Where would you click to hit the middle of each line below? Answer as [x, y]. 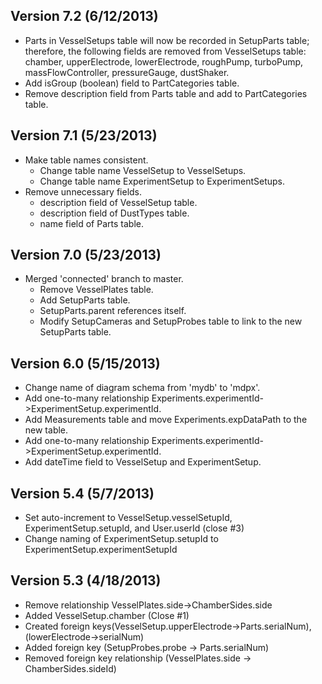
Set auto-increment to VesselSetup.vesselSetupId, [128, 518]
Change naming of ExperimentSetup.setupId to [121, 539]
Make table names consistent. [86, 160]
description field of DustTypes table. [114, 213]
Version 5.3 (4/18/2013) [86, 580]
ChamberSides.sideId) [70, 668]
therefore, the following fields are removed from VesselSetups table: [165, 51]
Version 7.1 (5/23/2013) [84, 135]
